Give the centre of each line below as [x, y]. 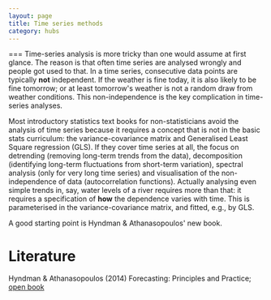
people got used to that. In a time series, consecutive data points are [123, 71]
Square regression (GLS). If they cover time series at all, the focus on [124, 148]
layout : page [30, 16]
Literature [42, 256]
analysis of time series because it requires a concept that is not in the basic [135, 130]
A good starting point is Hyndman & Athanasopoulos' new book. [116, 223]
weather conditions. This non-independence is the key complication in [126, 97]
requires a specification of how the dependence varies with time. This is [129, 199]
